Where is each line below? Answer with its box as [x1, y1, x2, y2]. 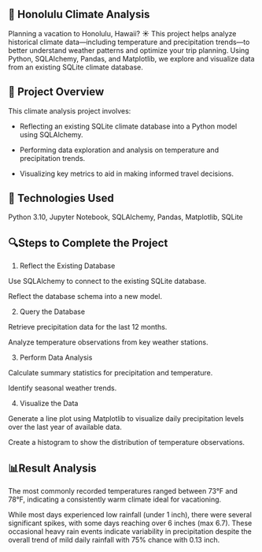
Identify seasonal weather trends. [8, 383, 117, 393]
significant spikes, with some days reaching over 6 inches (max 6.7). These [8, 518, 253, 528]
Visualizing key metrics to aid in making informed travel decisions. [19, 169, 234, 178]
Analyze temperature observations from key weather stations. [8, 338, 208, 347]
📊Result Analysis [8, 461, 97, 475]
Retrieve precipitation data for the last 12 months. [8, 323, 168, 332]
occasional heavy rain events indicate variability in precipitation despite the [8, 527, 252, 536]
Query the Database [19, 307, 85, 316]
